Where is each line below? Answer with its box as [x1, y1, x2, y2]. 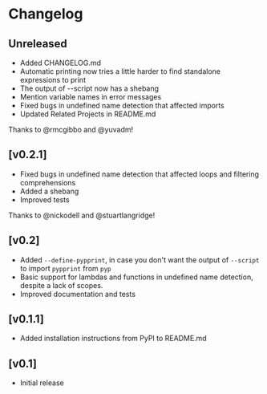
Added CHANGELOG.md [19, 58, 102, 67]
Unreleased [8, 37, 68, 51]
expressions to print [19, 75, 87, 84]
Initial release [19, 378, 64, 388]
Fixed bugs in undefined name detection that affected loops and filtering [19, 169, 259, 179]
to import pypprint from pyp [19, 263, 111, 273]
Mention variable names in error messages [19, 92, 162, 101]
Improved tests [19, 194, 70, 205]
